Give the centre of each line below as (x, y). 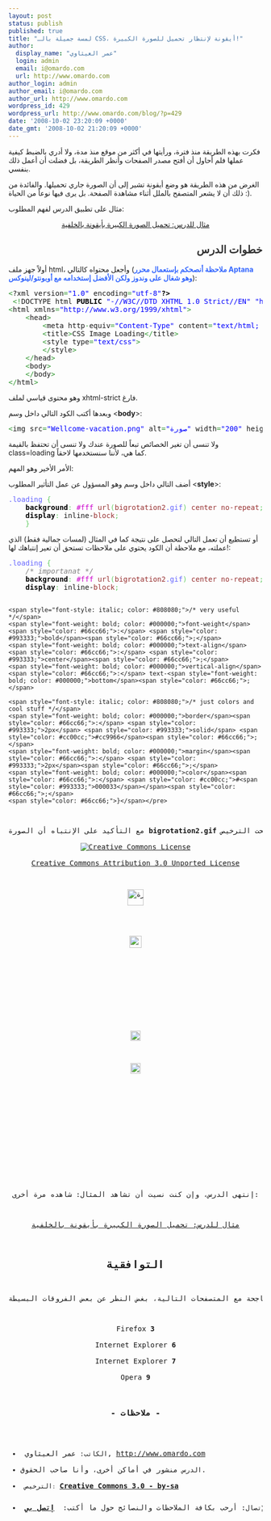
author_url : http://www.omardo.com (68, 99)
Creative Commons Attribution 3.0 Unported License (135, 863)
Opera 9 (135, 1378)
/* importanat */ (60, 571)
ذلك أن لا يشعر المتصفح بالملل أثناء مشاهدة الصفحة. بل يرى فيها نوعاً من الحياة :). (130, 193)
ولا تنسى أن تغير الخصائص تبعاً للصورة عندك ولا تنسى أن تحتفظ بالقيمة (114, 444)
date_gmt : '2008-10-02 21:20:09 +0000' (75, 129)
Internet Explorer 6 (135, 1345)
